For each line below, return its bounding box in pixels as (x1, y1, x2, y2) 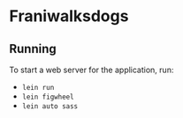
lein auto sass (21, 102, 79, 111)
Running (9, 41, 57, 56)
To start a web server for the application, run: (9, 64, 174, 75)
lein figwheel (21, 92, 74, 101)
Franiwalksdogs (9, 6, 129, 26)
